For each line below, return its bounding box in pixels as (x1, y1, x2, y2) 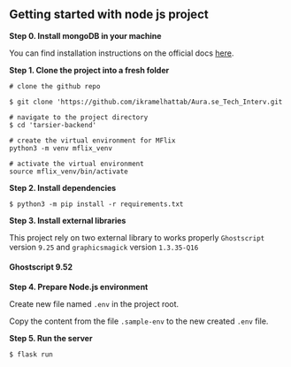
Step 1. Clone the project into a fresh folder (9, 65, 170, 75)
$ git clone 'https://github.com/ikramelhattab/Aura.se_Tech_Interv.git (9, 97, 283, 106)
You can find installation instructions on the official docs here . (9, 48, 234, 58)
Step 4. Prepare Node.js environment (9, 282, 149, 293)
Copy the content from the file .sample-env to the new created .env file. (9, 316, 269, 326)
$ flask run (9, 350, 53, 359)
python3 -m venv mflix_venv (9, 143, 113, 153)
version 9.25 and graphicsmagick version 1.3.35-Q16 (9, 241, 199, 252)
